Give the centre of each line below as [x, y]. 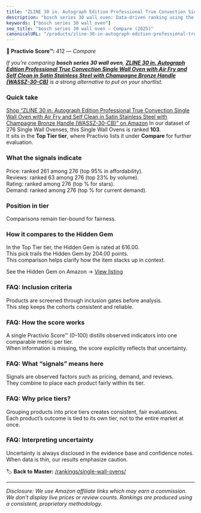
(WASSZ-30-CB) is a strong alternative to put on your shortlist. [84, 82]
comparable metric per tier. [40, 341]
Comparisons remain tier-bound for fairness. [61, 219]
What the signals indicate [44, 158]
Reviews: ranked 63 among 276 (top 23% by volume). [73, 177]
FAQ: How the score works [45, 322]
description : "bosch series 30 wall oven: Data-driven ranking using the [100, 17]
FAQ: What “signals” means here [55, 364]
